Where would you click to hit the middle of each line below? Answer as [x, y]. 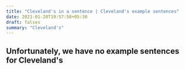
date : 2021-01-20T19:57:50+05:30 [47, 17]
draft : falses [23, 22]
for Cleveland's [35, 60]
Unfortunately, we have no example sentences [93, 51]
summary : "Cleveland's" [35, 28]
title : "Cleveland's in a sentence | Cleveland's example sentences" [93, 11]
